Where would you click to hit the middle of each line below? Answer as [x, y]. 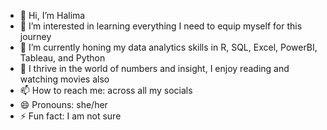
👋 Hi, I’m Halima [52, 15]
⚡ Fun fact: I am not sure [70, 116]
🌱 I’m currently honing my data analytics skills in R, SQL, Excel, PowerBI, [168, 47]
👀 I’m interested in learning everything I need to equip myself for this [161, 26]
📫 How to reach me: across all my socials [106, 90]
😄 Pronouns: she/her [63, 104]
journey [35, 36]
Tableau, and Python [62, 58]
